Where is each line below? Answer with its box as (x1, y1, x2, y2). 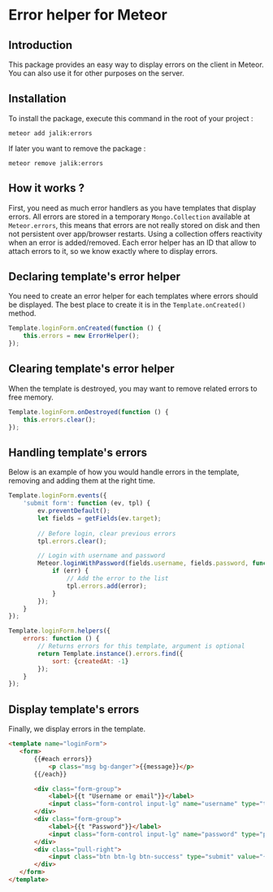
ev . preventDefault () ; (37, 507, 111, 515)
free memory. (8, 392, 54, 402)
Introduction (8, 38, 73, 52)
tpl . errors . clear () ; (37, 537, 107, 545)
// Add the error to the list (66, 575, 169, 583)
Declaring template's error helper (8, 270, 181, 284)
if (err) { (51, 567, 89, 575)
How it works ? (8, 181, 85, 195)
